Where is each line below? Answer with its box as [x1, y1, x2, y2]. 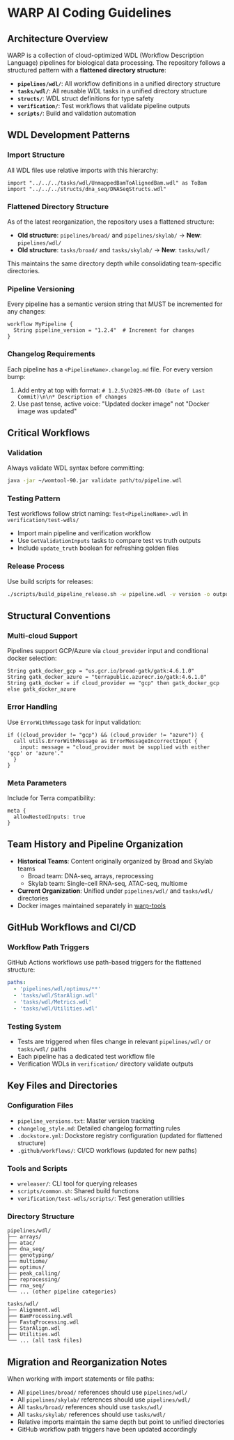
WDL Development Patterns [7, 129, 130, 141]
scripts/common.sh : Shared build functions [17, 1187, 139, 1195]
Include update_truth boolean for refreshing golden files [17, 544, 179, 552]
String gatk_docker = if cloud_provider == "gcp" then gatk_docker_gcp [7, 680, 219, 687]
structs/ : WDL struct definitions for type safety [17, 94, 155, 102]
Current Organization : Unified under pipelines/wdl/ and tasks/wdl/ [17, 887, 214, 895]
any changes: [7, 307, 47, 316]
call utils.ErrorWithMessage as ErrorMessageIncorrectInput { [13, 737, 198, 744]
